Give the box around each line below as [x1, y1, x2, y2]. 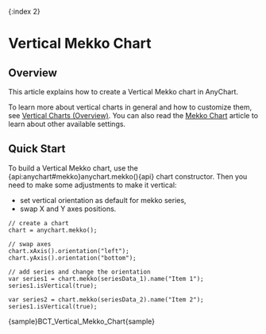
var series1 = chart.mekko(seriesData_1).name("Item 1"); [8, 274, 204, 282]
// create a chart [8, 219, 69, 227]
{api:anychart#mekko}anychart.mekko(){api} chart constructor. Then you [8, 171, 248, 181]
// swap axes [8, 240, 52, 248]
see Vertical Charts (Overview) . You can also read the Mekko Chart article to [8, 111, 259, 120]
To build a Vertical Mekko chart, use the [8, 163, 139, 173]
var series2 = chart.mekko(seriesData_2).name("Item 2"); [8, 295, 204, 304]
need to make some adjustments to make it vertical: [8, 180, 177, 190]
